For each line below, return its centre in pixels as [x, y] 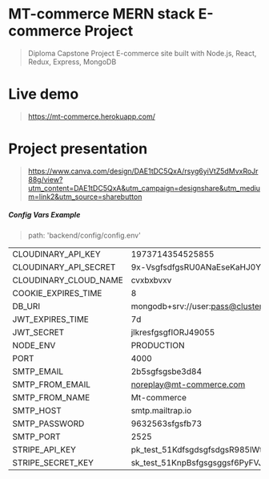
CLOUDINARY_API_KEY [57, 254]
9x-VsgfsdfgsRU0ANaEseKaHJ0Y [196, 267]
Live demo [44, 94]
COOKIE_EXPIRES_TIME [57, 293]
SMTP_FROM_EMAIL [51, 384]
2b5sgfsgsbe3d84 [167, 371]
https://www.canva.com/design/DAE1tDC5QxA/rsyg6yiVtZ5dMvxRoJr [143, 171]
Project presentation [78, 149]
